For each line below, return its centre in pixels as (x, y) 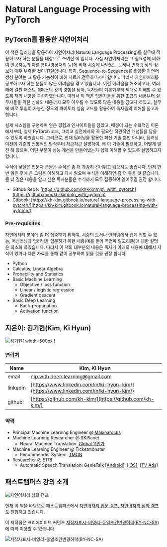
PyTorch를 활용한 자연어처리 (47, 39)
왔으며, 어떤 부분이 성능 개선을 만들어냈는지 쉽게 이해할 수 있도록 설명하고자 (88, 150)
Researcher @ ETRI (32, 460)
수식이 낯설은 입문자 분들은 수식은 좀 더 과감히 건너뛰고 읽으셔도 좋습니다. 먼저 (81, 167)
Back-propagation (38, 306)
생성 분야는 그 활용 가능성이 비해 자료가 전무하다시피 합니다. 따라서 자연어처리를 (82, 77)
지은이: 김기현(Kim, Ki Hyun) (48, 328)
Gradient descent (38, 295)
